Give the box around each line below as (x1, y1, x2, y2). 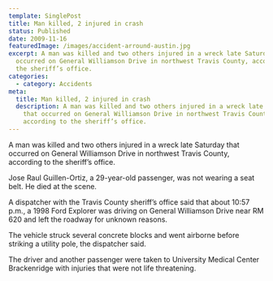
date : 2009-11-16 (8, 34, 67, 43)
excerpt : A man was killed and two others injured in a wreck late (8, 50, 242, 58)
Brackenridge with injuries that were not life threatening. (8, 263, 197, 273)
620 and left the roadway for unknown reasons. (8, 214, 168, 224)
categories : (8, 72, 49, 80)
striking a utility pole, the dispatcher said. (8, 239, 146, 249)
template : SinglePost (8, 11, 82, 20)
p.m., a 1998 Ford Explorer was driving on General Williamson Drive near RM (8, 205, 264, 215)
